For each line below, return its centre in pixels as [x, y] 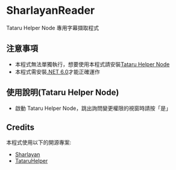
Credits [20, 127]
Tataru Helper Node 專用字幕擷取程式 [53, 28]
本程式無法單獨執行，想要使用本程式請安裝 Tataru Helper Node [92, 64]
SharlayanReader [51, 11]
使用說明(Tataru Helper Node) [63, 93]
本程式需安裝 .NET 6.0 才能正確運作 [58, 71]
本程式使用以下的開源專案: [39, 142]
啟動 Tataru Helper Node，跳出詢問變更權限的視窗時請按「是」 [93, 108]
